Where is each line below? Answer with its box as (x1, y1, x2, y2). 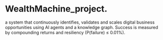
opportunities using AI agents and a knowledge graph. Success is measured (5, 24, 159, 30)
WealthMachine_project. (5, 3, 107, 14)
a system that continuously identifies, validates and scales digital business (5, 19, 155, 25)
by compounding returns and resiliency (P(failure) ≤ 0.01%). (5, 29, 125, 35)
